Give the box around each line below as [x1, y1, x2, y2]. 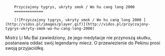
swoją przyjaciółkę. [5, 45, 45, 51]
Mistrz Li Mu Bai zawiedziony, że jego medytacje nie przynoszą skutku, [5, 35, 152, 40]
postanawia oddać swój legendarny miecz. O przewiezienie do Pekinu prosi [5, 40, 161, 46]
